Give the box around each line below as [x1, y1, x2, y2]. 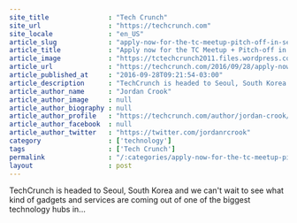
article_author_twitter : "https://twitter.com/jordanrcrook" [9, 128, 251, 137]
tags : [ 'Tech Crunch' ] [9, 144, 176, 153]
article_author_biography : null [9, 104, 133, 112]
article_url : [9, 63, 113, 72]
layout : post [9, 161, 133, 170]
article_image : [9, 54, 113, 63]
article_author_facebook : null [9, 120, 133, 129]
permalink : [9, 152, 113, 162]
